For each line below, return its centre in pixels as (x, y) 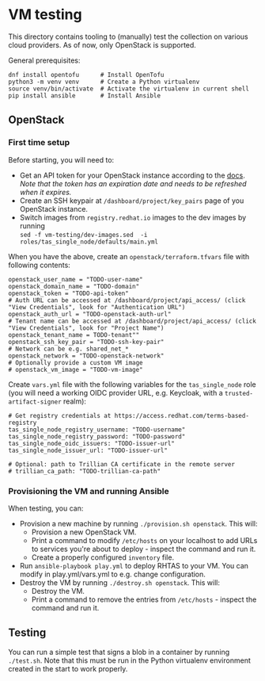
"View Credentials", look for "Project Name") (86, 328)
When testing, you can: (46, 508)
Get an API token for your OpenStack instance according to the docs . (132, 175)
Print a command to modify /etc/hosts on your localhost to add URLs (144, 540)
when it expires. (45, 192)
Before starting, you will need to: (61, 159)
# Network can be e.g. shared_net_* (68, 349)
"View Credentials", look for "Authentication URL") (97, 307)
